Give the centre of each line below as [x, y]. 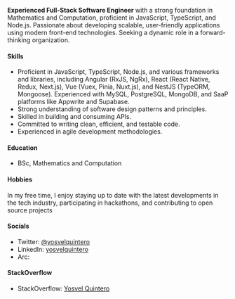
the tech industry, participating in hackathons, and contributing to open [110, 203]
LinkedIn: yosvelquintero [53, 249]
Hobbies [20, 179]
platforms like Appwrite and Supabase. [73, 102]
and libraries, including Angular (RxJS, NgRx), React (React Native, [114, 79]
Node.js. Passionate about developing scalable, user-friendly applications [114, 25]
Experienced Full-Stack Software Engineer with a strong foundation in [110, 10]
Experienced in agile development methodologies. [90, 132]
